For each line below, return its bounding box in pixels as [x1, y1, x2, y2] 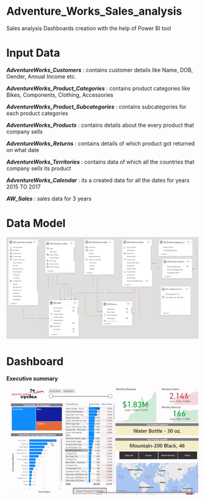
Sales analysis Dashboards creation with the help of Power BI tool [6, 24, 171, 32]
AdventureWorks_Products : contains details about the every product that [6, 121, 194, 129]
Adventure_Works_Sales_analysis [6, 4, 182, 18]
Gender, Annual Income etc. [6, 72, 77, 80]
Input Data [6, 46, 60, 60]
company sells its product [6, 164, 71, 172]
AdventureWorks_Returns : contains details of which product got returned [6, 140, 195, 147]
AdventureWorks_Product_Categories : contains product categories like [6, 85, 190, 92]
